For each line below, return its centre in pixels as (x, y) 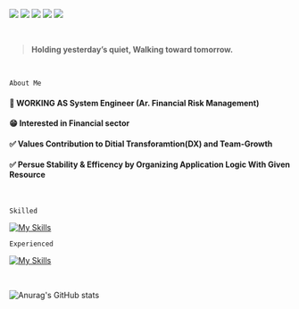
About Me (25, 83)
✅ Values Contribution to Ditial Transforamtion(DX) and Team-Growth (141, 144)
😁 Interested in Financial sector (70, 123)
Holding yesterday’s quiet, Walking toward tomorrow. (132, 50)
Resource (28, 175)
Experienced (31, 244)
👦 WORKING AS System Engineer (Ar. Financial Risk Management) (134, 103)
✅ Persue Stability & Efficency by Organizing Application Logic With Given (150, 164)
